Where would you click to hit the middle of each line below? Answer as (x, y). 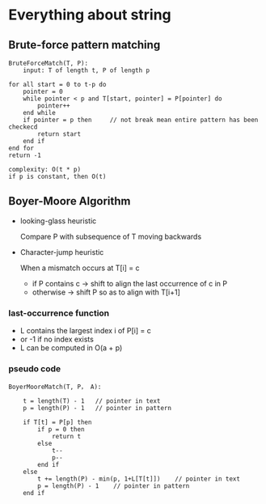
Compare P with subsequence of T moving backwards (111, 236)
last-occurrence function (59, 313)
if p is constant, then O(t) (57, 176)
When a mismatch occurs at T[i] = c (80, 268)
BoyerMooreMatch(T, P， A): (55, 387)
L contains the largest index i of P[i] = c (85, 331)
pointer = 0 (43, 91)
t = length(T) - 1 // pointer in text (92, 401)
